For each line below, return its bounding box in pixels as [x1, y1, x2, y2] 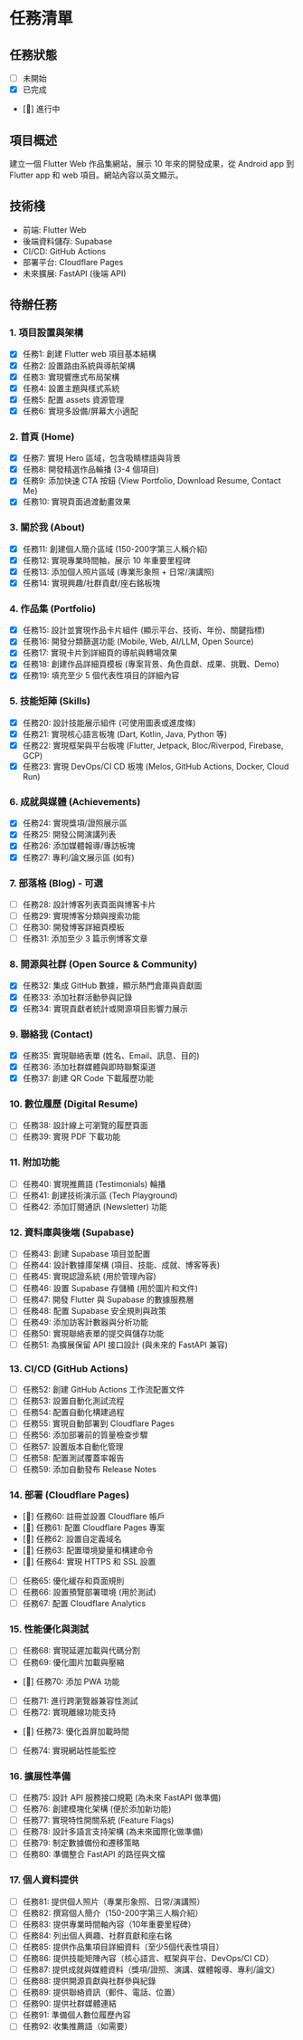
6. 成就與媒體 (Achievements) [9, 795, 141, 808]
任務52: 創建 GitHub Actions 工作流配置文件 [22, 1384, 185, 1395]
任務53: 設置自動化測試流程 [22, 1395, 125, 1406]
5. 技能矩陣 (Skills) [9, 694, 90, 707]
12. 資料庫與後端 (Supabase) [9, 1226, 135, 1239]
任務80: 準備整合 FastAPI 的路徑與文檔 [22, 1849, 166, 1860]
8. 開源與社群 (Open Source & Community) [9, 958, 198, 971]
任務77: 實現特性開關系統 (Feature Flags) [22, 1815, 175, 1825]
